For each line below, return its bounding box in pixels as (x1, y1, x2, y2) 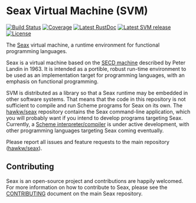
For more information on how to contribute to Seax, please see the (6, 184, 168, 191)
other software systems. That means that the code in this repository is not (6, 96, 186, 103)
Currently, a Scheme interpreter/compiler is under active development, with (6, 120, 190, 127)
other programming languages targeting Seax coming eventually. (6, 127, 164, 134)
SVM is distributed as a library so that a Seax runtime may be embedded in (6, 89, 188, 96)
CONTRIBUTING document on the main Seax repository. (6, 190, 143, 197)
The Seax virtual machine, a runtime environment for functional (6, 41, 160, 48)
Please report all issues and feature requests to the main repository (6, 138, 170, 145)
